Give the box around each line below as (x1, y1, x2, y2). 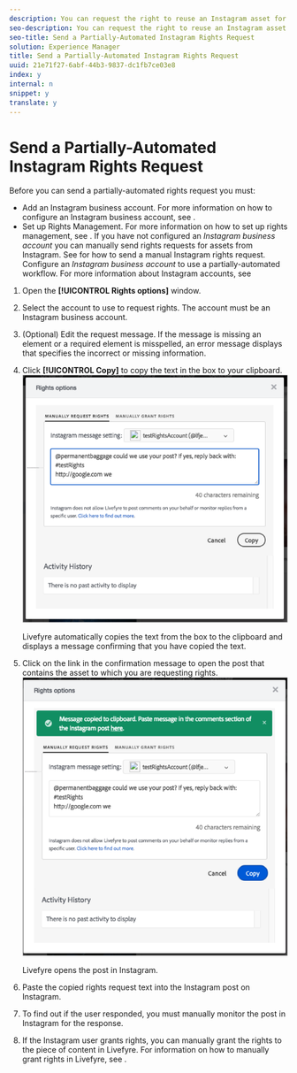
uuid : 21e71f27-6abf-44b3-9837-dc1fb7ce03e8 (9, 61, 176, 70)
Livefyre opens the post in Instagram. (21, 965, 159, 976)
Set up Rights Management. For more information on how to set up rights (21, 221, 288, 232)
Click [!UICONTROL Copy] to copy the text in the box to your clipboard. (21, 365, 283, 376)
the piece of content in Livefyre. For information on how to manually (21, 1045, 270, 1055)
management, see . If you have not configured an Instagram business (21, 231, 276, 241)
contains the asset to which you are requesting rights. (21, 668, 218, 678)
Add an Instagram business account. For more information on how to (21, 203, 272, 213)
